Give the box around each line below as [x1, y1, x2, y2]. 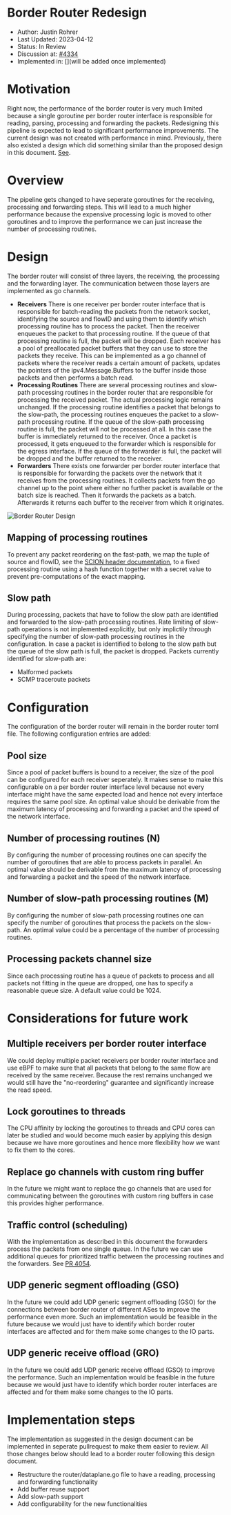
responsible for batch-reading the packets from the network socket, [17, 307, 210, 315]
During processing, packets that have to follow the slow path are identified [7, 611, 219, 619]
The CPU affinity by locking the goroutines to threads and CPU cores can [7, 1124, 215, 1132]
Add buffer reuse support [17, 1485, 90, 1493]
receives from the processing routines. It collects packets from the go [17, 476, 216, 485]
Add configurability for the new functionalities [17, 1499, 148, 1508]
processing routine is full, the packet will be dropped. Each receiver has [17, 337, 221, 345]
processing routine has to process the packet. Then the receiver [17, 322, 200, 330]
